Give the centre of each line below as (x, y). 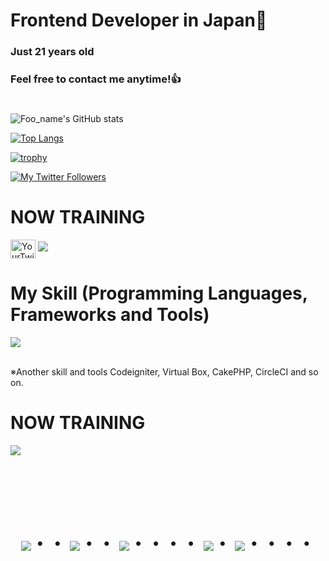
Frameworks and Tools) (110, 315)
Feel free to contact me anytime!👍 (96, 79)
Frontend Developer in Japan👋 (139, 20)
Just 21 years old (52, 52)
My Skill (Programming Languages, (159, 293)
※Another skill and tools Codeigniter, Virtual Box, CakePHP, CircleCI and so (164, 372)
